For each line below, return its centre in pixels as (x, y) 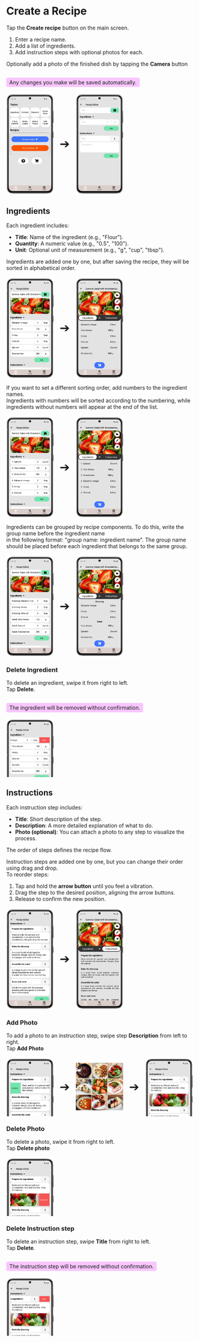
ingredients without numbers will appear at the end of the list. (82, 407)
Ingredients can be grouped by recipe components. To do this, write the (95, 527)
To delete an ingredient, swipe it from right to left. (68, 683)
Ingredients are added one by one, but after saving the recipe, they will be (98, 262)
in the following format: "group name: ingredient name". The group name (96, 540)
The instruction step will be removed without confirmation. (82, 1267)
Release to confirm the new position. (60, 899)
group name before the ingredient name (56, 533)
